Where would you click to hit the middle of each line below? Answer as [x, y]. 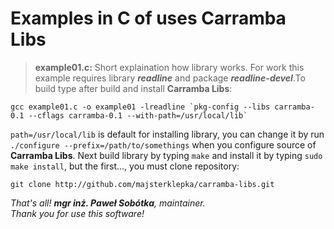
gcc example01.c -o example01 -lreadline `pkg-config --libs [140, 107]
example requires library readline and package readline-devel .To [170, 78]
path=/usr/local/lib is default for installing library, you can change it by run [167, 134]
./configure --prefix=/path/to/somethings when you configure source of [163, 144]
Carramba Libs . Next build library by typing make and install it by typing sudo [166, 155]
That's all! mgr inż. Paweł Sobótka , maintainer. [108, 203]
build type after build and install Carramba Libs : [133, 88]
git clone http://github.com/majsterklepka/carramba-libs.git [142, 184]
